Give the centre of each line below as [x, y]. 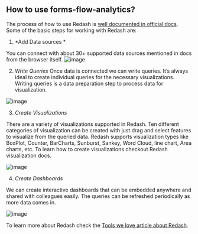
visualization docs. [29, 155]
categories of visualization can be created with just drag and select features [99, 130]
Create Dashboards [39, 178]
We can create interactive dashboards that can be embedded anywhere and [99, 190]
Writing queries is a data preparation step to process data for [89, 83]
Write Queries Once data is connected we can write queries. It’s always [101, 71]
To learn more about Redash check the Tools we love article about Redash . [97, 225]
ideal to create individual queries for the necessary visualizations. [95, 77]
